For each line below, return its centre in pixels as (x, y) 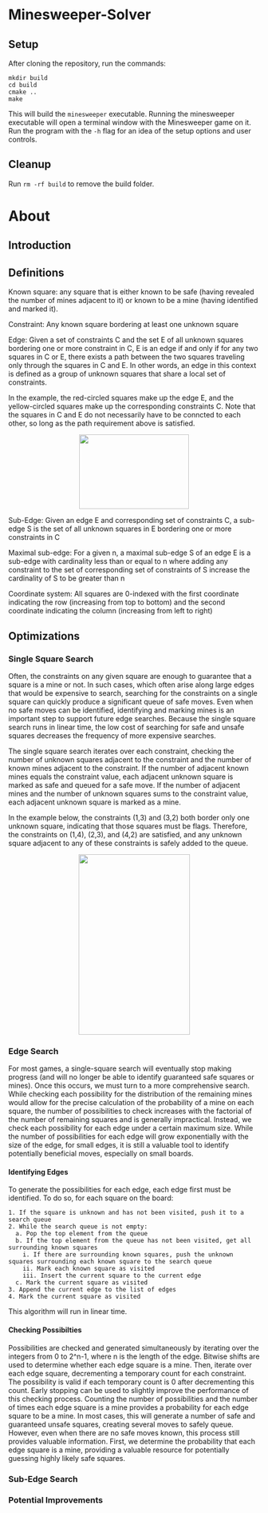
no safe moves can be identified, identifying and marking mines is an (121, 710)
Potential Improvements (56, 1500)
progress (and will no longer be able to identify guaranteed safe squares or (131, 1077)
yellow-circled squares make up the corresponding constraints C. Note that (132, 406)
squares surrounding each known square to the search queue (110, 1262)
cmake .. (23, 92)
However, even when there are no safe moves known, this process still (124, 1432)
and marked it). (33, 309)
